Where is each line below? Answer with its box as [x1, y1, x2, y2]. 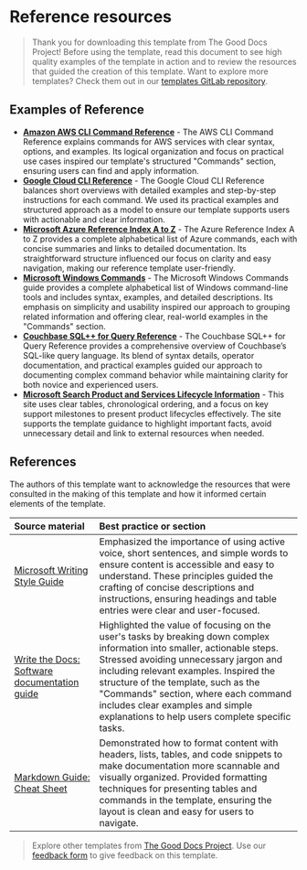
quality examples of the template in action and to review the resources [31, 56, 297, 67]
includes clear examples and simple [99, 698, 253, 711]
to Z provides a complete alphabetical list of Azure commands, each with [22, 233, 298, 244]
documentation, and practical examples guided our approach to [22, 360, 263, 371]
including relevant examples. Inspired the [99, 664, 276, 677]
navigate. [99, 816, 139, 829]
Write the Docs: [14, 652, 80, 665]
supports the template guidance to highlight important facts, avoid [22, 418, 272, 429]
